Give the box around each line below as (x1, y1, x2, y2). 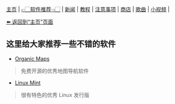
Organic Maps (14, 55, 50, 62)
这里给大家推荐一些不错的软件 (6, 39, 116, 49)
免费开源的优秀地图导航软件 (20, 67, 89, 74)
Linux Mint (14, 79, 41, 86)
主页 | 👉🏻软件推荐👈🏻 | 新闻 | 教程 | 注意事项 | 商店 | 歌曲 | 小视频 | (6, 6, 170, 12)
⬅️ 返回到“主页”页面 (6, 18, 54, 25)
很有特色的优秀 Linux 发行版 (20, 91, 90, 98)
